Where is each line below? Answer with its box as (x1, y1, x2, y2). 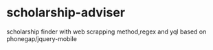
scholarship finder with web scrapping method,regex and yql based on (6, 27, 207, 36)
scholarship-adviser (6, 5, 125, 21)
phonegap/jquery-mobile (6, 34, 77, 42)
